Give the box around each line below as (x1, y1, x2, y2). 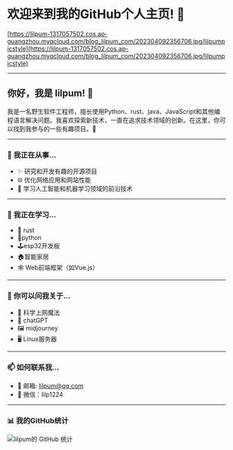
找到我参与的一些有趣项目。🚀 (12, 124, 97, 132)
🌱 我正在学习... (7, 209, 57, 219)
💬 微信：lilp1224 (17, 390, 64, 399)
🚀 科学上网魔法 (17, 308, 60, 316)
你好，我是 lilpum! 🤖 (7, 87, 94, 99)
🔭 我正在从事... (7, 150, 57, 159)
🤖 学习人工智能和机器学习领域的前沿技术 (17, 184, 133, 193)
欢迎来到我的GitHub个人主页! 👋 (7, 6, 185, 22)
